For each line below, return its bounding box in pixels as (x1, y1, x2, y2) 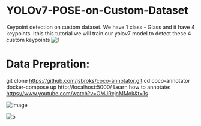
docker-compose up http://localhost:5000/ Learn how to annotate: (6, 83, 171, 91)
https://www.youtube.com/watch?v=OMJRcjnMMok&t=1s (6, 89, 148, 97)
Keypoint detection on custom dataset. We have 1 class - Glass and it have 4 (6, 23, 195, 31)
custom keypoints (6, 36, 50, 43)
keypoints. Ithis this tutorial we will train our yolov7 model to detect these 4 (6, 29, 191, 37)
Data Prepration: (6, 58, 90, 71)
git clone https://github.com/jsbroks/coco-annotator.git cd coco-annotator (6, 77, 190, 84)
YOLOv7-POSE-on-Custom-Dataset (6, 4, 188, 17)
